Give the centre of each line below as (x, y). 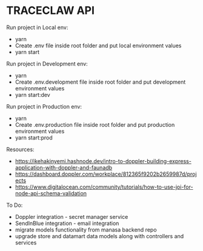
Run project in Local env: (37, 27)
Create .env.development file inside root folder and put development (100, 82)
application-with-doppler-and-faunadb (64, 167)
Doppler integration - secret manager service (72, 216)
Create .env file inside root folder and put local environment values (98, 45)
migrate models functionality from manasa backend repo (86, 229)
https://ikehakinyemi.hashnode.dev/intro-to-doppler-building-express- (103, 161)
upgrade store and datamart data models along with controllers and (99, 236)
